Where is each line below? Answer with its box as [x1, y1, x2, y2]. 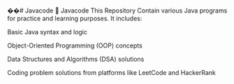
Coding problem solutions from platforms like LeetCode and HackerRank [7, 69, 217, 76]
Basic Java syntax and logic [7, 28, 88, 36]
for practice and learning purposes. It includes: [7, 14, 142, 22]
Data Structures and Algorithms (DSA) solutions [7, 55, 145, 63]
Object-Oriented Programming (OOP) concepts [7, 41, 143, 50]
